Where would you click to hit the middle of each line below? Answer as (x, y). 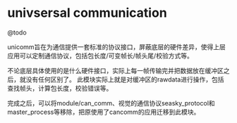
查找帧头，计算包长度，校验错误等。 (60, 88)
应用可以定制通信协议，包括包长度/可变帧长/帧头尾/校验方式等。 (101, 56)
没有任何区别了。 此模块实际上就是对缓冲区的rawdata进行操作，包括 (125, 79)
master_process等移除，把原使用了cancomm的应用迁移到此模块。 (104, 112)
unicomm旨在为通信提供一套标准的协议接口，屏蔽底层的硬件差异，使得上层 (116, 46)
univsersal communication (87, 13)
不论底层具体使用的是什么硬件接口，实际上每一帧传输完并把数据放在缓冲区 (115, 70)
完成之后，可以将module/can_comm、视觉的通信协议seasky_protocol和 (111, 103)
